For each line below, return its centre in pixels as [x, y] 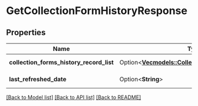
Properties [26, 33]
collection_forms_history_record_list [61, 62]
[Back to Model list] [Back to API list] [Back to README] [74, 97]
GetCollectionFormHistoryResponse [97, 11]
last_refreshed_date [38, 79]
